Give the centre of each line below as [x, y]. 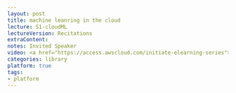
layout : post [26, 14]
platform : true [29, 66]
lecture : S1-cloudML [38, 27]
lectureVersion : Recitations [50, 33]
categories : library [38, 59]
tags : [15, 72]
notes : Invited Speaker [42, 46]
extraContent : [28, 40]
